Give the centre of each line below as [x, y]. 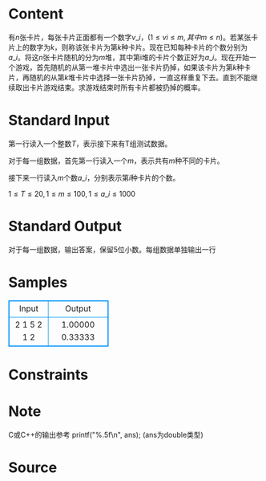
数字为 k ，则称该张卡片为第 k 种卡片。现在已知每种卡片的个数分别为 [139, 47]
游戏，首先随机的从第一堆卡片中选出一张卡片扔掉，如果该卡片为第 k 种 [129, 67]
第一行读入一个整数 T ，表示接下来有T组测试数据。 [90, 143]
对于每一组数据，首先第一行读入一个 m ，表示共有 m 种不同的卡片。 [116, 161]
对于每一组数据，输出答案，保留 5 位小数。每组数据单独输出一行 [112, 249]
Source [33, 468]
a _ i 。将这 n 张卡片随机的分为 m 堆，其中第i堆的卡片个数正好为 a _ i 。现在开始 [129, 57]
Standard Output [65, 226]
